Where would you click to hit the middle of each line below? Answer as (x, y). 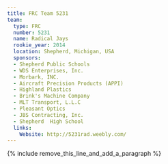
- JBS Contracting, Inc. (48, 115)
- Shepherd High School (48, 121)
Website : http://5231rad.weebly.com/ (73, 134)
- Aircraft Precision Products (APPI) (69, 83)
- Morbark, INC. (36, 77)
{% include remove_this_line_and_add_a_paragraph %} (84, 154)
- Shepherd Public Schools (52, 64)
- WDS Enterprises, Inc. (48, 70)
